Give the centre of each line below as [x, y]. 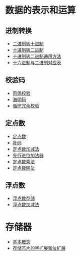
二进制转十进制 [28, 44]
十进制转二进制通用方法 [37, 56]
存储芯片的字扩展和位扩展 [39, 248]
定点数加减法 [26, 149]
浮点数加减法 [26, 204]
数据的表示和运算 [41, 10]
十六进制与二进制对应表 [37, 63]
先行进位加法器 [28, 155]
